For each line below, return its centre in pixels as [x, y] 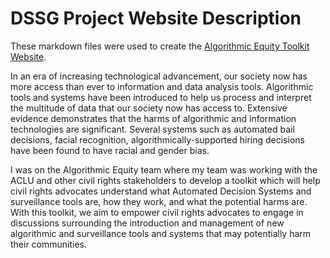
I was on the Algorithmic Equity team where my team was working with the [164, 169]
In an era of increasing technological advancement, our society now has [159, 76]
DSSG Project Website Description [156, 18]
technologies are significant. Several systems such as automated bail [152, 129]
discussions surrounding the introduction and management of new [147, 223]
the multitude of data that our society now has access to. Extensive [149, 108]
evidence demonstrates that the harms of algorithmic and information [153, 118]
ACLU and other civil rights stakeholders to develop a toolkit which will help [165, 180]
